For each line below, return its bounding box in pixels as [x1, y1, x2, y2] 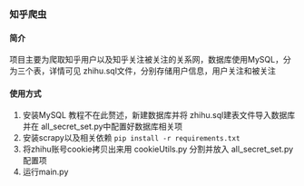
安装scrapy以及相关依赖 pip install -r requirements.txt [22, 132, 240, 143]
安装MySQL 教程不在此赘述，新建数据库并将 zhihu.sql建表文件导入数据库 [22, 110, 296, 121]
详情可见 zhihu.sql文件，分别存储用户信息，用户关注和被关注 [48, 65, 277, 76]
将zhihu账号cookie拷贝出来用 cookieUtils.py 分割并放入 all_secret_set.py [22, 143, 294, 155]
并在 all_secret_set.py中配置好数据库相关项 [22, 121, 183, 132]
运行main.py [22, 166, 69, 178]
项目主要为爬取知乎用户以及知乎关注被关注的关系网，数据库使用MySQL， [9, 54, 284, 65]
